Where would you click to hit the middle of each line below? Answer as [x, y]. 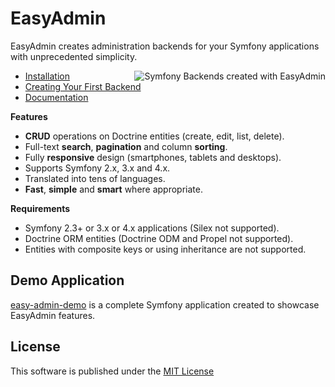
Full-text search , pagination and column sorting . [126, 146]
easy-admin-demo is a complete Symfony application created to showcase [165, 304]
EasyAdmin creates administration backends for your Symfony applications [165, 46]
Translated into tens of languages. [95, 178]
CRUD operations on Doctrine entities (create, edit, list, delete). [154, 136]
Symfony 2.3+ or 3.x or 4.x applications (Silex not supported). [152, 228]
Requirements [40, 208]
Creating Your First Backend [83, 86]
